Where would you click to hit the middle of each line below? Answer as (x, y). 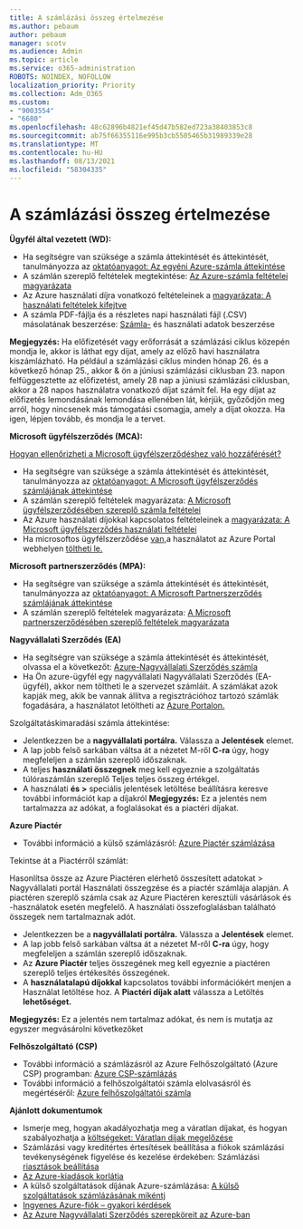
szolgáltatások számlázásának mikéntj (94, 1195)
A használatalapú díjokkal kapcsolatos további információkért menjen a (157, 982)
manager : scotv (38, 43)
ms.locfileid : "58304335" (58, 169)
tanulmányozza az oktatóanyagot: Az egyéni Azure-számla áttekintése (154, 266)
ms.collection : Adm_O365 (56, 93)
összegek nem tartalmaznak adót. (72, 917)
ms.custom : (30, 102)
